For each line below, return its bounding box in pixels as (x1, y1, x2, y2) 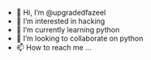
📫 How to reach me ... (15, 43, 92, 52)
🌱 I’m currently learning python (15, 25, 120, 34)
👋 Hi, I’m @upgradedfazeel (15, 8, 106, 17)
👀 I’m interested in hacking (15, 16, 106, 26)
